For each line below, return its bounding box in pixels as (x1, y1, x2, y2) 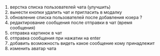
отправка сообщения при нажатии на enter (9, 35, 101, 41)
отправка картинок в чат (9, 30, 63, 36)
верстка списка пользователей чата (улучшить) (9, 4, 111, 10)
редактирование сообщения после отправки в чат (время (9, 19, 132, 25)
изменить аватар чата (9, 46, 57, 51)
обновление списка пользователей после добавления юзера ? (9, 15, 142, 20)
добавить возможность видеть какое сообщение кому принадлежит (9, 40, 155, 46)
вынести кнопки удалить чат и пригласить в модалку (9, 9, 122, 15)
